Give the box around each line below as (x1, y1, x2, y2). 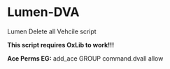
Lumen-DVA (7, 4, 80, 20)
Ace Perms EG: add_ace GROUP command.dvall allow (7, 54, 164, 63)
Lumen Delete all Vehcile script (7, 27, 97, 36)
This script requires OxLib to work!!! (7, 40, 114, 49)
